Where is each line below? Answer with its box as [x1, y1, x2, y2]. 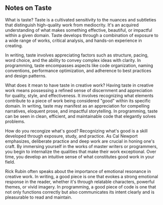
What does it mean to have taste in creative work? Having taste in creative [5, 82, 154, 88]
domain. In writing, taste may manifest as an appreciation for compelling [5, 103, 150, 109]
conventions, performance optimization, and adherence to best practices [5, 68, 152, 74]
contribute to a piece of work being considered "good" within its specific [5, 97, 151, 104]
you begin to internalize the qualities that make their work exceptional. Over [5, 149, 157, 154]
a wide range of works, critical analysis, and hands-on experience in [5, 37, 142, 43]
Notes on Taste [5, 4, 52, 12]
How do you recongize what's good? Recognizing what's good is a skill [5, 128, 148, 133]
